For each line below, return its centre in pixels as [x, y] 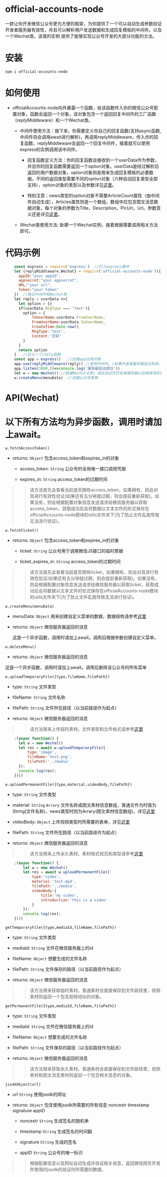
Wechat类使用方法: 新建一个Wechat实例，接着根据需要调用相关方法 [89, 225]
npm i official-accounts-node [37, 72]
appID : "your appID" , [40, 276]
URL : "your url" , [35, 285]
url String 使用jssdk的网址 [39, 1094]
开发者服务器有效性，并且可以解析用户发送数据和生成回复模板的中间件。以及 [83, 30]
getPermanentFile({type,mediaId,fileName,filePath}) [61, 1006]
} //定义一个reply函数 [38, 355]
